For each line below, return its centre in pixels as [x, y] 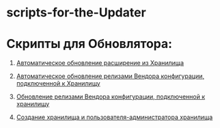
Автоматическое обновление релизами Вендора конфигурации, [110, 76]
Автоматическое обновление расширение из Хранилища [100, 63]
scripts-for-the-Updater [76, 13]
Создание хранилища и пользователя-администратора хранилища [114, 117]
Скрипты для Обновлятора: [89, 44]
